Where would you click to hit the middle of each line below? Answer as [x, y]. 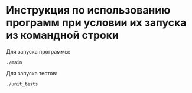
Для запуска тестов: [32, 73]
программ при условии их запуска [96, 23]
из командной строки [63, 35]
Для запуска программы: [38, 51]
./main [14, 62]
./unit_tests [22, 84]
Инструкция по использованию [88, 10]
